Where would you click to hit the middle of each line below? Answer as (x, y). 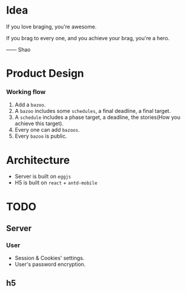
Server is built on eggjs (43, 176)
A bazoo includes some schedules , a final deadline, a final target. (93, 111)
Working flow (26, 92)
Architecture (38, 160)
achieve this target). (39, 124)
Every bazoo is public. (41, 136)
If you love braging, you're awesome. (51, 27)
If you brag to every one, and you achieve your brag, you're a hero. (88, 38)
